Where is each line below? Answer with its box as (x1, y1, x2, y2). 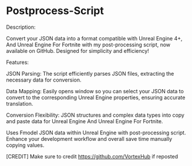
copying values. (6, 141, 45, 148)
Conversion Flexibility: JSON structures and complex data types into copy (6, 111, 185, 118)
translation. (6, 100, 33, 107)
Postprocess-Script (6, 4, 104, 18)
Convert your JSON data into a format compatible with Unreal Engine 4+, (6, 35, 183, 42)
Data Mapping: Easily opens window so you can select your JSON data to (6, 87, 184, 94)
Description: (6, 23, 36, 31)
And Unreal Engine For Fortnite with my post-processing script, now (6, 41, 171, 48)
